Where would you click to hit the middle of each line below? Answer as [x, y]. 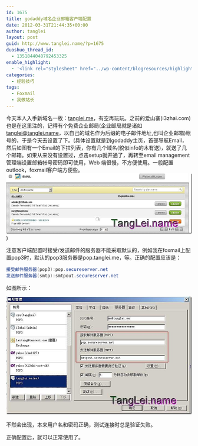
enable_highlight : [29, 62]
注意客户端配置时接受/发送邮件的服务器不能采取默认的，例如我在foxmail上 [96, 250]
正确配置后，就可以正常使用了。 [45, 437]
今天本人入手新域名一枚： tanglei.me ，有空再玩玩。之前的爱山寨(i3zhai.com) [98, 118]
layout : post [22, 38]
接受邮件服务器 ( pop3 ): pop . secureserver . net [57, 269]
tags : [13, 88]
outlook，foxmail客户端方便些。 [45, 170]
